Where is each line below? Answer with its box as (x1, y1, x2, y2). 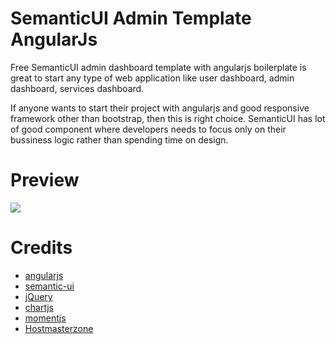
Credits (10, 237, 73, 259)
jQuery (24, 290, 53, 302)
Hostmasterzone (24, 322, 94, 334)
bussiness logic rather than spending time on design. (10, 133, 229, 146)
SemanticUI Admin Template (10, 7, 252, 30)
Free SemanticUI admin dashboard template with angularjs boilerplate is (10, 61, 307, 73)
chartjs (24, 301, 54, 313)
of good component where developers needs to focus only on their (10, 123, 287, 135)
